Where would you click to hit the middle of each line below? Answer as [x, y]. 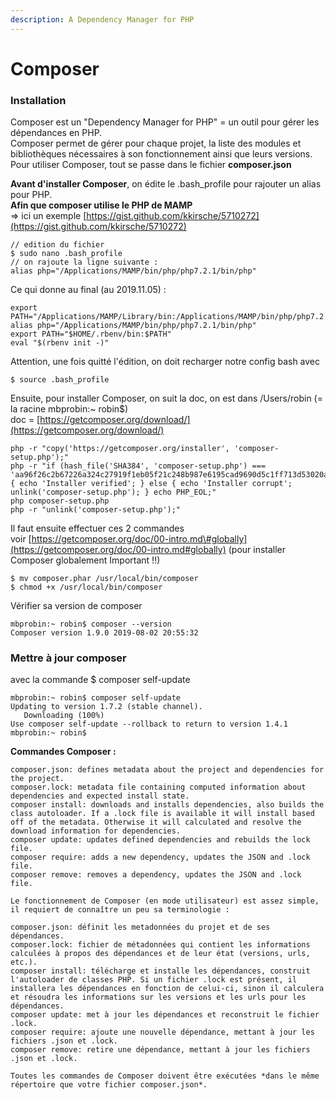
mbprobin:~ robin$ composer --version [91, 624]
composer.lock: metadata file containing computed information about [158, 787]
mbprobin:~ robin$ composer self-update [96, 698]
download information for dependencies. [96, 831]
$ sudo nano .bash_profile [66, 254]
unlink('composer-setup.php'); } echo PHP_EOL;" [113, 492]
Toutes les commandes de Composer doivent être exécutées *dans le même [165, 1076]
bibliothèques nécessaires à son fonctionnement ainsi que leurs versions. [161, 154]
